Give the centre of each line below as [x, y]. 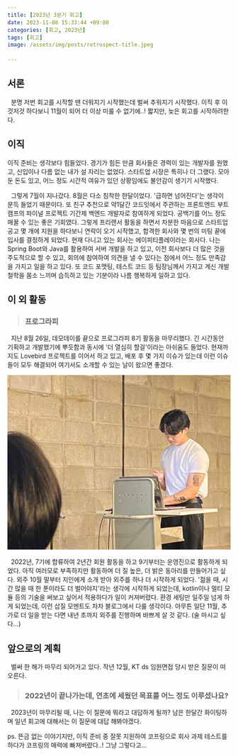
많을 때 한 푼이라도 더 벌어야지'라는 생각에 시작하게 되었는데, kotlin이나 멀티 [119, 589]
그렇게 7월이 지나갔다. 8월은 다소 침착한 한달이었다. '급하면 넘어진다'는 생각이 [117, 196]
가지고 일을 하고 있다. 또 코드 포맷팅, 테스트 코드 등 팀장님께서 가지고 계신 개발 [122, 266]
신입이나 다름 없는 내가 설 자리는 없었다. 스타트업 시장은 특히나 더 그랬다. [117, 171]
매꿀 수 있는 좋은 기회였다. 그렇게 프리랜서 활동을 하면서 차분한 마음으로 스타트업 [118, 222]
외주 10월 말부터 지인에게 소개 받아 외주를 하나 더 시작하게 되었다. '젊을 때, [119, 580]
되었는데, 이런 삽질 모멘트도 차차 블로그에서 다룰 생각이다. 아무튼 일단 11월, [117, 607]
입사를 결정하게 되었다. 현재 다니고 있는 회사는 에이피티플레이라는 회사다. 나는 [114, 239]
